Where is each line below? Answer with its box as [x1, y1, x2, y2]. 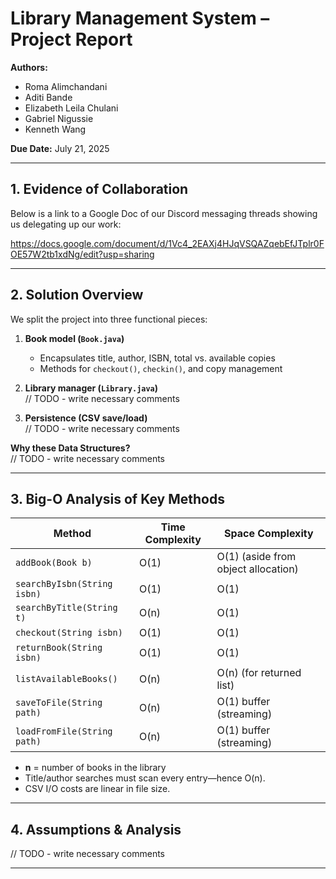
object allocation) [216, 562, 299, 576]
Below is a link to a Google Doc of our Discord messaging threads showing [10, 207, 318, 219]
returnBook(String [15, 642, 103, 654]
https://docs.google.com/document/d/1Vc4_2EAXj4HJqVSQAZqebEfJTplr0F [10, 237, 325, 249]
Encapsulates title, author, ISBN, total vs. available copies [39, 352, 276, 364]
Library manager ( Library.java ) [24, 382, 159, 394]
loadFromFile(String [15, 726, 113, 737]
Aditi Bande [24, 91, 73, 103]
